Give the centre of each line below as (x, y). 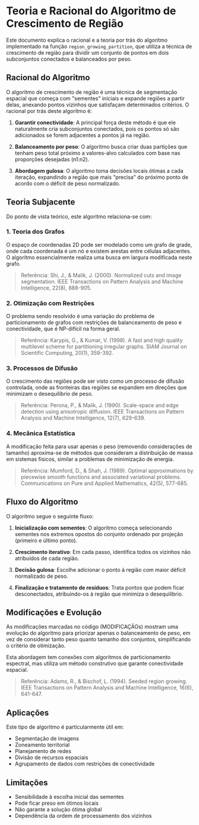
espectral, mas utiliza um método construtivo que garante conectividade (95, 663)
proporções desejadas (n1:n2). (52, 159)
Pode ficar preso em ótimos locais (57, 803)
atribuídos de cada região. (47, 558)
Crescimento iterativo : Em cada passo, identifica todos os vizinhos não (103, 552)
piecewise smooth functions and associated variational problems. (101, 477)
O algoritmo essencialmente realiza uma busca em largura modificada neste (99, 257)
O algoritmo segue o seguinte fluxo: (50, 516)
